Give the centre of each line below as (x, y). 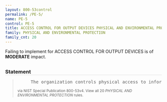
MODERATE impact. (26, 56)
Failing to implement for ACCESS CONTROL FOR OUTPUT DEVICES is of (80, 51)
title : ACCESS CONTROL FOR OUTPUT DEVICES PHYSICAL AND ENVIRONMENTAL (80, 28)
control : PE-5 (20, 24)
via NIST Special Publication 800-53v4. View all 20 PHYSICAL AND (75, 91)
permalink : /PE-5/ (24, 14)
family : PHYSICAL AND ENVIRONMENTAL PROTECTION (55, 33)
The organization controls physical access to (88, 82)
